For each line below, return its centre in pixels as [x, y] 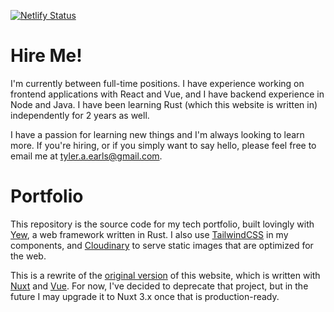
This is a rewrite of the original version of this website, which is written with [165, 275]
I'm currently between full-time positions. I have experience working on [157, 83]
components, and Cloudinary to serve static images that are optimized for [162, 245]
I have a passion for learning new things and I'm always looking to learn [157, 134]
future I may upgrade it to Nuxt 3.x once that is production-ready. [145, 296]
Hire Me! [46, 56]
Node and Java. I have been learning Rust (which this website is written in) [164, 104]
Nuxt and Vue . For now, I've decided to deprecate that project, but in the [159, 286]
